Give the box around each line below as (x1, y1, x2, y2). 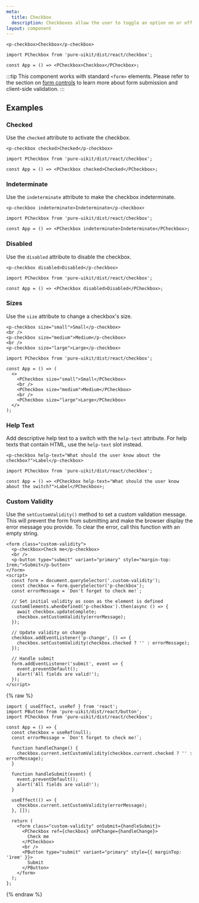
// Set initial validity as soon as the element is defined (11, 599, 163, 605)
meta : (6, 8, 20, 15)
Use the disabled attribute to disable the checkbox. (6, 253, 132, 260)
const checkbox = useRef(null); (11, 729, 92, 736)
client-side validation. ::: (6, 86, 65, 93)
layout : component (6, 25, 52, 32)
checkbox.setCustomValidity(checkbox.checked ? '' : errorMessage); (17, 640, 190, 646)
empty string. (6, 530, 39, 537)
